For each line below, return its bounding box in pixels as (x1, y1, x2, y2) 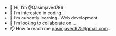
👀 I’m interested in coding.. (9, 10, 64, 16)
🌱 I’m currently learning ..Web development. (9, 15, 99, 20)
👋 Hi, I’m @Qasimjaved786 (9, 5, 64, 10)
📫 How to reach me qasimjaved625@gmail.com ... (9, 26, 112, 31)
